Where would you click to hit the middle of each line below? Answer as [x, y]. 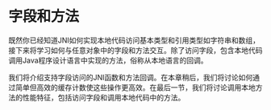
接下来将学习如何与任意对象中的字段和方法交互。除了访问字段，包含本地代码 [135, 50]
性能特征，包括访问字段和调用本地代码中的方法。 [104, 97]
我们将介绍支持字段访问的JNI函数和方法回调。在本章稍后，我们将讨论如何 [131, 77]
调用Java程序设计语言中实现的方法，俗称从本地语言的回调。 [108, 60]
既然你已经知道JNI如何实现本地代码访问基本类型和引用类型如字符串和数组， [134, 40]
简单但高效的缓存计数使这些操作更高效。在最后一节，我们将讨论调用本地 [135, 87]
